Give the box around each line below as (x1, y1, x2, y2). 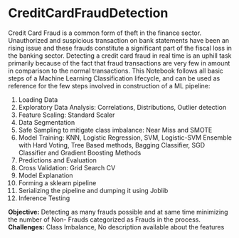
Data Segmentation (18, 118, 75, 126)
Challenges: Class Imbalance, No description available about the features (8, 222, 225, 231)
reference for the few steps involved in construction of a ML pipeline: (8, 81, 211, 90)
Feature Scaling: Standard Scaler (18, 110, 115, 119)
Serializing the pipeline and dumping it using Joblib (18, 186, 169, 195)
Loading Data (18, 95, 58, 104)
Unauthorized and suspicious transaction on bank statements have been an (8, 36, 230, 44)
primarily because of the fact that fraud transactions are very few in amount (8, 58, 230, 67)
